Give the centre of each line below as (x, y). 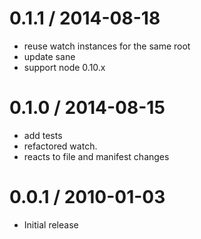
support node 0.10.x (64, 67)
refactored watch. (60, 146)
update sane (49, 56)
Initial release (51, 224)
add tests (43, 135)
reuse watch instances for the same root (107, 46)
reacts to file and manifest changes (96, 156)
